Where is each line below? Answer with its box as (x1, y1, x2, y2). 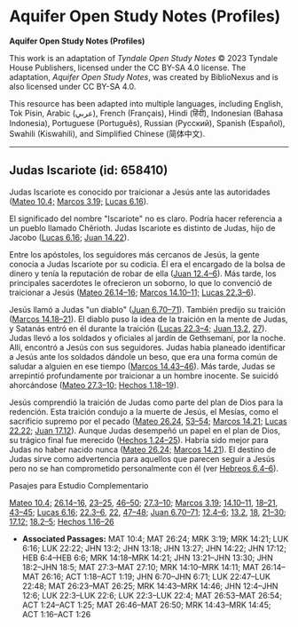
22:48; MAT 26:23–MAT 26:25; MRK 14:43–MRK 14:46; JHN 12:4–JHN (21, 580, 278, 591)
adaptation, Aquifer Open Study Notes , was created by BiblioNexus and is (9, 71, 279, 82)
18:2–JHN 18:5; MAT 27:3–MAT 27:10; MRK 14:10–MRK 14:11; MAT (21, 561, 260, 572)
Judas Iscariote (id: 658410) (9, 163, 169, 179)
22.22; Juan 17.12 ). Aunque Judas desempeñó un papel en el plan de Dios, (9, 425, 281, 436)
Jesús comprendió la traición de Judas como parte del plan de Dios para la (9, 397, 284, 408)
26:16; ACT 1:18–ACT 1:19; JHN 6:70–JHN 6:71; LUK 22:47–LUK (41, 571, 271, 582)
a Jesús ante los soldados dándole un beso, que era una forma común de (9, 351, 278, 361)
